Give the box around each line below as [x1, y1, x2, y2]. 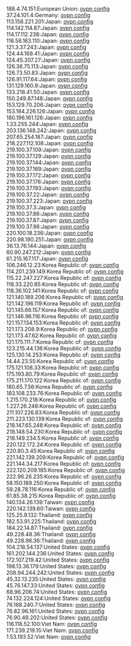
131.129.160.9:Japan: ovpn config [6, 82, 88, 89]
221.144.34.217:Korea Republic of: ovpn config [6, 460, 121, 467]
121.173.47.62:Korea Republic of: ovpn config [6, 332, 117, 339]
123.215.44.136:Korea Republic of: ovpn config [6, 345, 121, 352]
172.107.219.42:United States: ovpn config [6, 556, 110, 563]
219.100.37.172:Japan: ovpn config [6, 172, 91, 179]
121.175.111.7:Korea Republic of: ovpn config [6, 338, 113, 346]
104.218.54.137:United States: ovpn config [6, 543, 110, 551]
